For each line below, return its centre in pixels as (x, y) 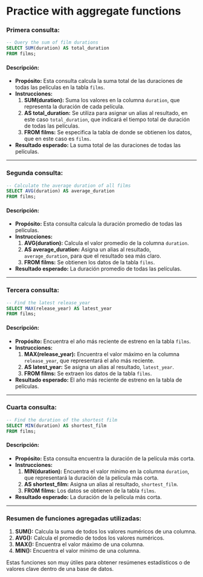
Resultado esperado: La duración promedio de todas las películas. (98, 269)
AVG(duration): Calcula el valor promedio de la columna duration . (106, 243)
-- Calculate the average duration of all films (69, 186)
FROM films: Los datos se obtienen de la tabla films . (90, 491)
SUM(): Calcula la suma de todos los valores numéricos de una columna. (106, 531)
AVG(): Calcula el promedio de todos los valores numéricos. (90, 538)
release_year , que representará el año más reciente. (89, 360)
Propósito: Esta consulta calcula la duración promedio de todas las (98, 224)
